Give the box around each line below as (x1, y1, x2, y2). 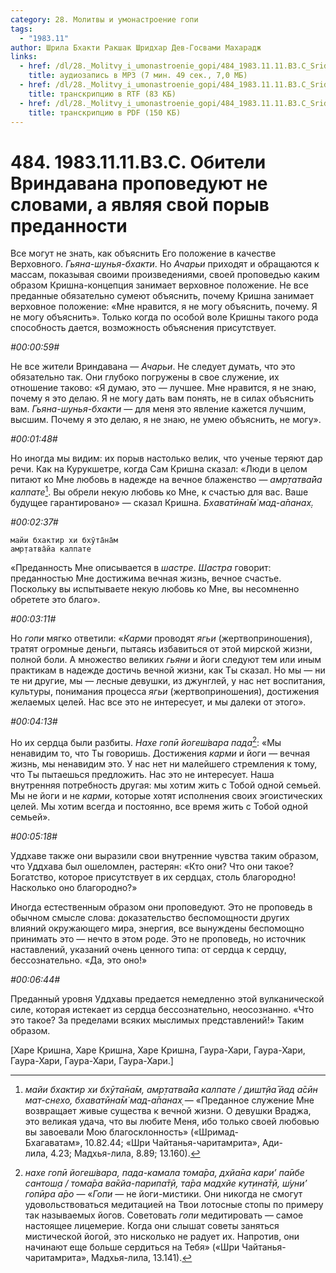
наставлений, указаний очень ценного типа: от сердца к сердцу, (10, 943, 287, 955)
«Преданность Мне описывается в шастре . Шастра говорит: (10, 561, 272, 573)
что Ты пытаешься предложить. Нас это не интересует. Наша (10, 768, 275, 780)
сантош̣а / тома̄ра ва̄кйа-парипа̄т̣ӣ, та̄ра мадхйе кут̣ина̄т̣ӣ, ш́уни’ (24, 1177, 308, 1189)
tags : (10, 24, 33, 34)
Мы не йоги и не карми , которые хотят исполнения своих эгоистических (10, 789, 323, 801)
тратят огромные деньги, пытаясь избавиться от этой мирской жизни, (10, 642, 313, 655)
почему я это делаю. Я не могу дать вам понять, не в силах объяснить (10, 392, 315, 405)
